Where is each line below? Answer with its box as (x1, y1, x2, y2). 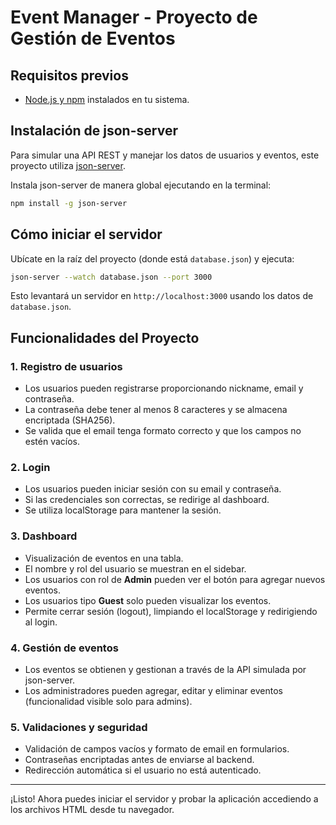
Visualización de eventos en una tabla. (24, 552, 184, 564)
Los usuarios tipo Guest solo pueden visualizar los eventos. (24, 594, 272, 606)
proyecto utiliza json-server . (10, 159, 126, 171)
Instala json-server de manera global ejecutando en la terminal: (10, 179, 272, 191)
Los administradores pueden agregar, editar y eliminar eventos (24, 684, 283, 696)
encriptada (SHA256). (24, 414, 116, 426)
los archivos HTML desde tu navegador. (10, 804, 175, 816)
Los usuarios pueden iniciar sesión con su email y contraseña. (24, 483, 282, 495)
